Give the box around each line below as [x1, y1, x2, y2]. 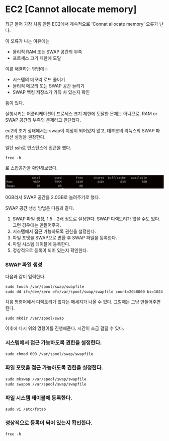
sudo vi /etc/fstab [5, 407, 46, 412]
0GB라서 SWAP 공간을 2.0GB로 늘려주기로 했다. [5, 194, 100, 200]
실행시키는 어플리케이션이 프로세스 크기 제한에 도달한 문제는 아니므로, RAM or [5, 110, 157, 117]
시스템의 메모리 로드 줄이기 [12, 76, 65, 82]
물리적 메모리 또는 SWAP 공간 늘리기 [12, 82, 84, 89]
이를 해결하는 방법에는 [5, 66, 49, 72]
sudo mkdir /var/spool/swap [5, 316, 64, 321]
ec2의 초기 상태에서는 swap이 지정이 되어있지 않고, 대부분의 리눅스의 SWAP [5, 127, 155, 133]
